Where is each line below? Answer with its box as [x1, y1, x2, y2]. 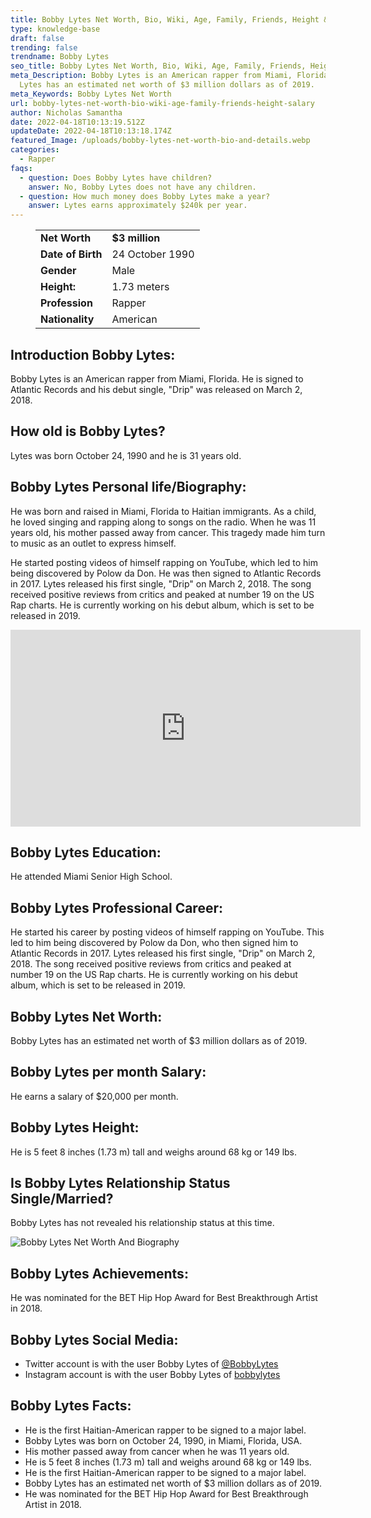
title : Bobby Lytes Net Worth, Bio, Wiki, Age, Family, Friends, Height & [10, 14, 329, 25]
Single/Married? [10, 1191, 114, 1208]
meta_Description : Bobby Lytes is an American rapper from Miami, [10, 71, 293, 81]
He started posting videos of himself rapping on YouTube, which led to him [10, 556, 318, 568]
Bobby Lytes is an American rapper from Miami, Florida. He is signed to [10, 372, 304, 385]
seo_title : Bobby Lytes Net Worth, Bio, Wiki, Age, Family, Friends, [10, 61, 307, 71]
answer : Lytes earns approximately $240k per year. [28, 201, 248, 211]
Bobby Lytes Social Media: [10, 1331, 179, 1348]
